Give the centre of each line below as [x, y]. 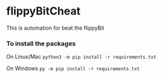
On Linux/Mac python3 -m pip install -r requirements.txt [81, 57]
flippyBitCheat [44, 11]
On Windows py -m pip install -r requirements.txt [73, 68]
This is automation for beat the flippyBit [55, 28]
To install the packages [41, 44]
